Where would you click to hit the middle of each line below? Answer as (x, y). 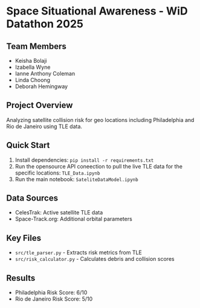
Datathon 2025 (45, 24)
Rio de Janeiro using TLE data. (44, 126)
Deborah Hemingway (41, 86)
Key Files (24, 238)
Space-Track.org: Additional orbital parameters (74, 219)
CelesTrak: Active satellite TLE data (59, 213)
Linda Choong (32, 80)
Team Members (36, 46)
